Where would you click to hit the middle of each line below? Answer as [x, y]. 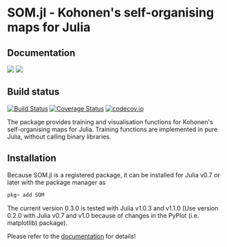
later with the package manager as [56, 182]
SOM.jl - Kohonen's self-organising [111, 13]
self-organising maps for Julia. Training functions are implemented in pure [112, 129]
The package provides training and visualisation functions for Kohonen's [110, 121]
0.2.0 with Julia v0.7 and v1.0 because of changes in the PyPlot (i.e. [103, 215]
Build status [33, 92]
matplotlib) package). [37, 223]
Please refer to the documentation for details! [71, 236]
